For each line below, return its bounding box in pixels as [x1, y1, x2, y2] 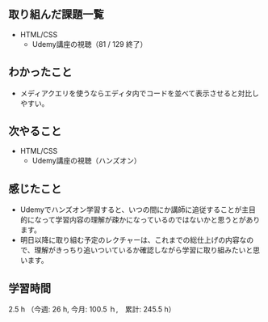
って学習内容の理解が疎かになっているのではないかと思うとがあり [41, 215, 261, 225]
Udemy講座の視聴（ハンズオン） [31, 156, 141, 166]
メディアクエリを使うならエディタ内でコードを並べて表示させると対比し [19, 88, 260, 98]
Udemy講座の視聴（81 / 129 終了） [31, 39, 148, 49]
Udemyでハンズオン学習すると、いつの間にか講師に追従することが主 [19, 205, 249, 214]
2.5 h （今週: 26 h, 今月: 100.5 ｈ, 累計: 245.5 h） [8, 304, 176, 314]
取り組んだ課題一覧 [8, 7, 104, 22]
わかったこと [8, 66, 73, 79]
